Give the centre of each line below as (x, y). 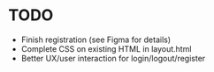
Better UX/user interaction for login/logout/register (113, 58)
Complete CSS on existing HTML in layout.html (106, 48)
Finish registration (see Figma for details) (96, 40)
